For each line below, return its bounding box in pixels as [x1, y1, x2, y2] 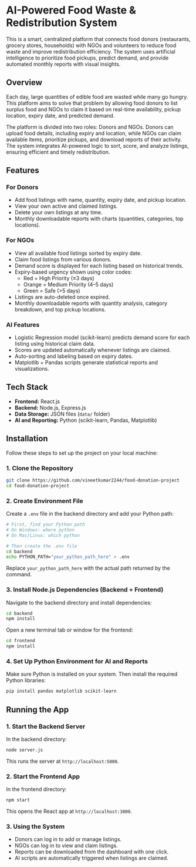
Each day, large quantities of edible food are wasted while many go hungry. [6, 93, 188, 100]
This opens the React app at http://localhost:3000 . [6, 808, 132, 815]
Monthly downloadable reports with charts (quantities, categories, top [14, 215, 184, 222]
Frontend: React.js [14, 398, 60, 405]
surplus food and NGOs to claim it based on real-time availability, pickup [6, 105, 181, 112]
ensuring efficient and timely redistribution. [6, 148, 110, 155]
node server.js [6, 747, 43, 753]
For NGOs [6, 236, 35, 244]
